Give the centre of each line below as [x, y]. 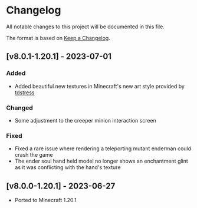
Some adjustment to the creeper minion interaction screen [85, 120]
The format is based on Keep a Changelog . [58, 38]
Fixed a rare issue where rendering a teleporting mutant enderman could [103, 148]
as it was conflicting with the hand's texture [68, 167]
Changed [20, 108]
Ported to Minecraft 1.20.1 [45, 200]
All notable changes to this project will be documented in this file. [86, 27]
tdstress [24, 93]
